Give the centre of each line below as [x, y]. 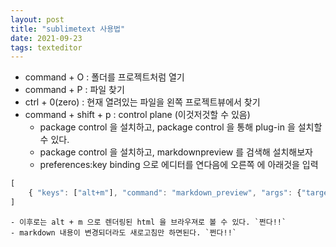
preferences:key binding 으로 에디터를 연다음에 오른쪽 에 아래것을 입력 [179, 165]
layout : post [37, 19]
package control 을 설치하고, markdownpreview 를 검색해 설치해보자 [176, 152]
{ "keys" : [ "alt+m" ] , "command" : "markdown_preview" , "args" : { [165, 193]
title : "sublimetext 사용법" [68, 29]
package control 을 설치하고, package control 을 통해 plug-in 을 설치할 [181, 127]
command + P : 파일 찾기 [74, 90]
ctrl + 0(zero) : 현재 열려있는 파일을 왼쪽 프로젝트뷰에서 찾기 [142, 102]
